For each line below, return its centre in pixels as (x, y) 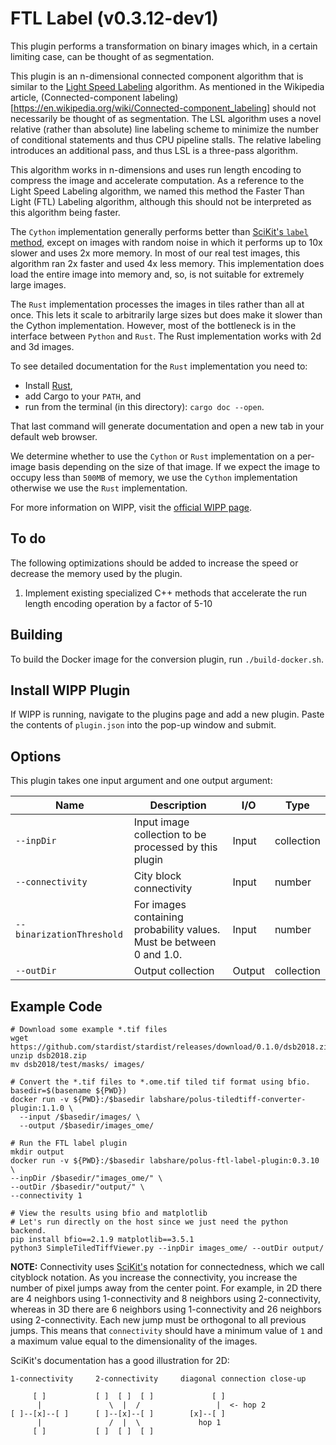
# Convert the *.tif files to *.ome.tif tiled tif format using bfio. (160, 1082)
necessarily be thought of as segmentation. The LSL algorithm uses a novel (166, 118)
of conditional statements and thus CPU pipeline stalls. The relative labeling (166, 139)
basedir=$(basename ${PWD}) (69, 1091)
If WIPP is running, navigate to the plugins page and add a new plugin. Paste (167, 714)
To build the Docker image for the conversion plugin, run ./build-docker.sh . (167, 659)
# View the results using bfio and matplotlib (109, 1213)
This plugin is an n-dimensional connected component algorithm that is (157, 76)
